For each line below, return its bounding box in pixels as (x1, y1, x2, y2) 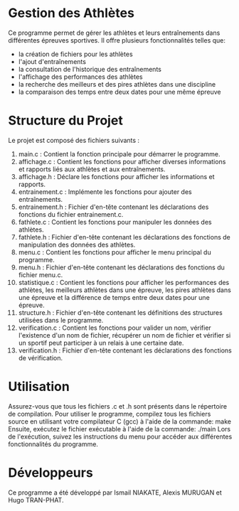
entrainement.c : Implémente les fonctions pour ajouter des (18, 187, 192, 196)
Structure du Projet (8, 112, 123, 129)
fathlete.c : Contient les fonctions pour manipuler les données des (18, 217, 212, 226)
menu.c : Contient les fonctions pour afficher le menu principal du (18, 247, 212, 257)
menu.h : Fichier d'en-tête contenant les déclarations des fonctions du (18, 263, 225, 271)
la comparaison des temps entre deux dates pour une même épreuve (18, 87, 221, 96)
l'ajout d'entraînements (18, 57, 86, 65)
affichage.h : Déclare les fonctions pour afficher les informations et (18, 172, 216, 181)
